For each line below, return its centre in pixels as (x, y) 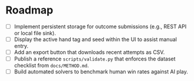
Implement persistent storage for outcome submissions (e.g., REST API (100, 26)
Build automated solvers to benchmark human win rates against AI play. (101, 72)
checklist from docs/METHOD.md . (51, 66)
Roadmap (29, 10)
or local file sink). (35, 33)
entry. (21, 46)
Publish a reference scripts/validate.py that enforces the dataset (95, 59)
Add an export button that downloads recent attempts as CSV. (89, 52)
